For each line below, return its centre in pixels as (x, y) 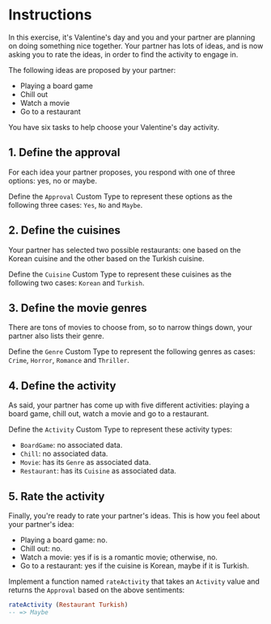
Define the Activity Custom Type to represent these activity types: (121, 429)
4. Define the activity (62, 386)
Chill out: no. (41, 548)
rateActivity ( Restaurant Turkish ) (68, 605)
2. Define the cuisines (65, 231)
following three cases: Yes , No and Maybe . (76, 204)
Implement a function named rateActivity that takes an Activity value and (134, 581)
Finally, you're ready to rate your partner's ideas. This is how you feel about (134, 516)
